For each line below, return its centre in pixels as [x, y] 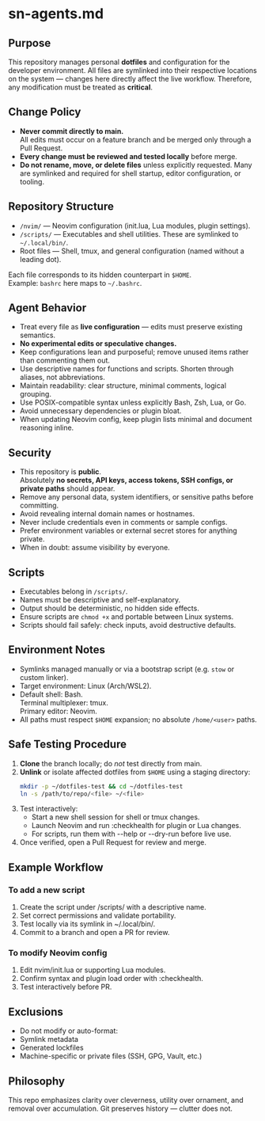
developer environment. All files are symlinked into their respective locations [132, 70]
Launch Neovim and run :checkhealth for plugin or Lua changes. [136, 826]
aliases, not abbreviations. [62, 378]
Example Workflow [56, 867]
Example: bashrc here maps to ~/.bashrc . [75, 283]
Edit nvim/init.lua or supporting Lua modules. [93, 970]
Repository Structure [61, 207]
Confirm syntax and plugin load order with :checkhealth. [112, 978]
